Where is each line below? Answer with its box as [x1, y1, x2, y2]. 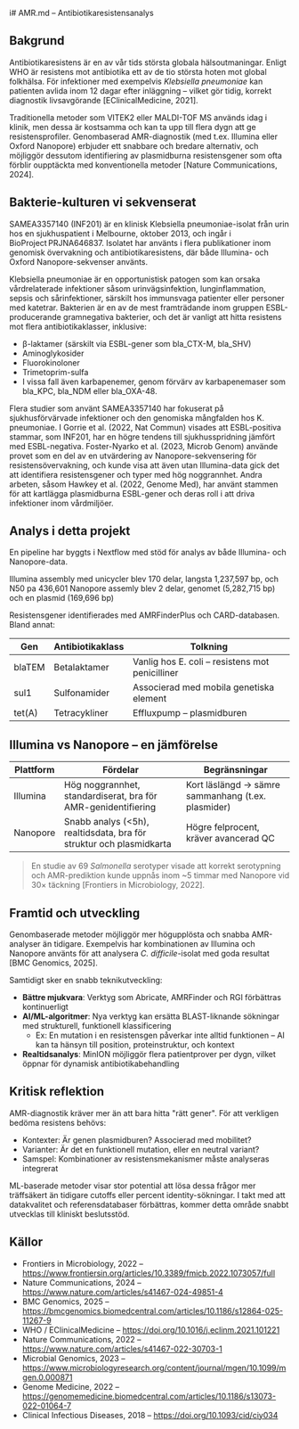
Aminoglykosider [21, 348, 85, 358]
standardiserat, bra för [63, 790, 158, 802]
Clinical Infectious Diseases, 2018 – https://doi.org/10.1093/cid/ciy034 [21, 1409, 279, 1420]
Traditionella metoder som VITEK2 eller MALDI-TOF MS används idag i [9, 111, 268, 123]
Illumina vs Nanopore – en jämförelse [9, 737, 218, 752]
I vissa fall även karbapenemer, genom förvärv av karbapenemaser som [21, 376, 287, 387]
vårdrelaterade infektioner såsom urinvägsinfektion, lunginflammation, [9, 283, 267, 293]
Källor [9, 1235, 44, 1250]
